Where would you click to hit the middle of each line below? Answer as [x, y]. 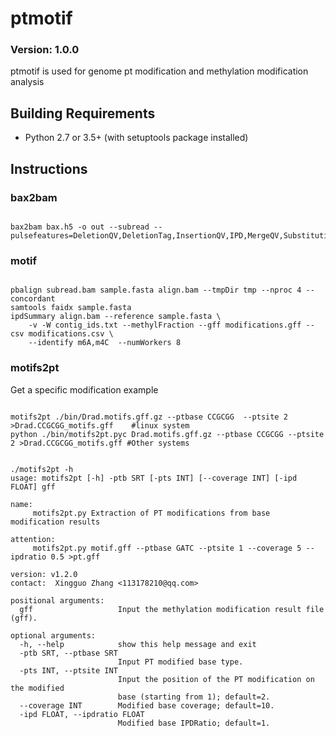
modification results [55, 522]
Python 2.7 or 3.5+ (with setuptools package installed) [136, 138]
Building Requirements [83, 113]
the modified [37, 688]
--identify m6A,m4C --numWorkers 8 [105, 343]
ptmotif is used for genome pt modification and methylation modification [159, 71]
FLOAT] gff [33, 487]
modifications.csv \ [71, 334]
